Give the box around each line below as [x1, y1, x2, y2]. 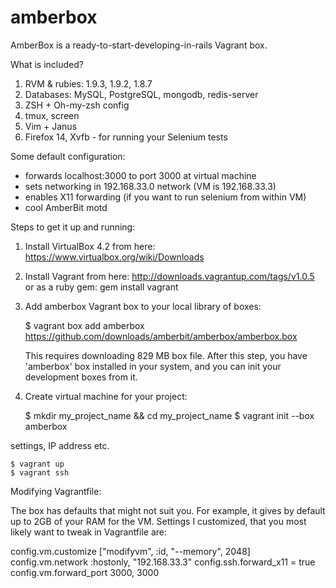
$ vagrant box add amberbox [24, 319, 145, 331]
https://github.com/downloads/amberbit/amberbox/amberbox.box [24, 330, 298, 342]
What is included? [10, 58, 84, 70]
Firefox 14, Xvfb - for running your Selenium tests [24, 131, 228, 143]
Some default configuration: [10, 150, 126, 162]
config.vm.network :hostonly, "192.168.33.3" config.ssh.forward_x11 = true [10, 556, 316, 568]
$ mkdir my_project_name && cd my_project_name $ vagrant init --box [24, 409, 315, 421]
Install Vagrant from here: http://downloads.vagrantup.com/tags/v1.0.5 [24, 270, 315, 282]
